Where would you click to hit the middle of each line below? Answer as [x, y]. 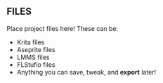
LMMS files [33, 57]
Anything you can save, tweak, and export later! [86, 72]
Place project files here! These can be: [63, 28]
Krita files [31, 42]
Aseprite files [36, 49]
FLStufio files [36, 64]
